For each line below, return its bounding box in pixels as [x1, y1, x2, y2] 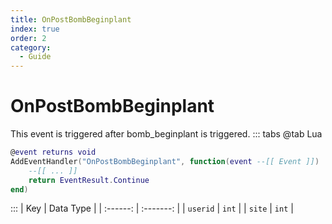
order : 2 [10, 33, 47, 43]
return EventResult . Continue [28, 175, 150, 185]
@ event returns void [10, 147, 97, 158]
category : [10, 42, 52, 53]
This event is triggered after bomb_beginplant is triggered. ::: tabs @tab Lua [10, 128, 323, 140]
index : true [10, 24, 60, 34]
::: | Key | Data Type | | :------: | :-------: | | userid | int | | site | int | [10, 202, 294, 215]
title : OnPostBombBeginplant [10, 14, 132, 25]
